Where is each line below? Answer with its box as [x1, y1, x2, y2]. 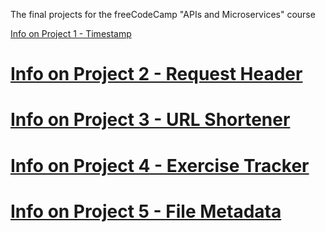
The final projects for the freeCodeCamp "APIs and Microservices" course [10, 9, 316, 20]
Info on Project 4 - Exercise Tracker [10, 154, 310, 177]
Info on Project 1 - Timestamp [10, 28, 132, 39]
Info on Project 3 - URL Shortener [10, 109, 291, 131]
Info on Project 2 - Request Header [10, 63, 303, 86]
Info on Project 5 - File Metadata [10, 200, 282, 223]
